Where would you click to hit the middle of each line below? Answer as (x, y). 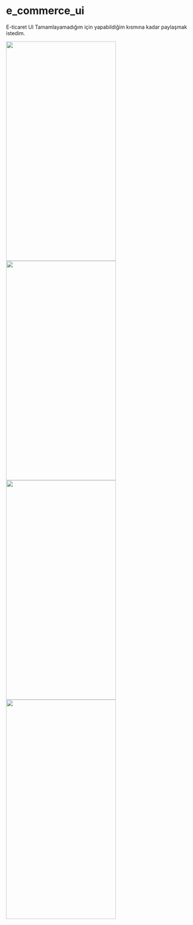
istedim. (15, 33)
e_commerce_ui (45, 11)
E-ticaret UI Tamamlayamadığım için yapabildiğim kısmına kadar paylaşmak (96, 27)
